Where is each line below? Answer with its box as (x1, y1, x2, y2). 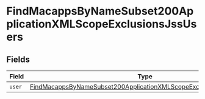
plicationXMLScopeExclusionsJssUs (6, 17, 197, 31)
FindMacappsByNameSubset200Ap (6, 4, 194, 18)
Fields (6, 54, 31, 64)
